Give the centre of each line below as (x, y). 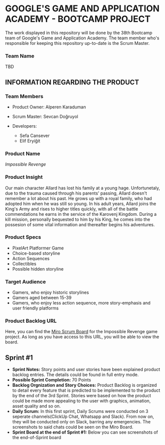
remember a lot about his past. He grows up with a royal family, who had (79, 198)
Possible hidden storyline (38, 269)
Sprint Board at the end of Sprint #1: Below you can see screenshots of (85, 432)
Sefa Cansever (35, 136)
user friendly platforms (35, 308)
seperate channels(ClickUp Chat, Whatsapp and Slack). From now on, (83, 416)
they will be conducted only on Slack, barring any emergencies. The (82, 422)
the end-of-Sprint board (37, 438)
